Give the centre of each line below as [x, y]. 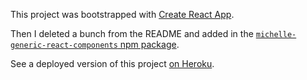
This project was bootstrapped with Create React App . [122, 14]
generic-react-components [64, 45]
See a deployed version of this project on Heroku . [112, 63]
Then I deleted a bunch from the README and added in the [132, 33]
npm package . [149, 44]
